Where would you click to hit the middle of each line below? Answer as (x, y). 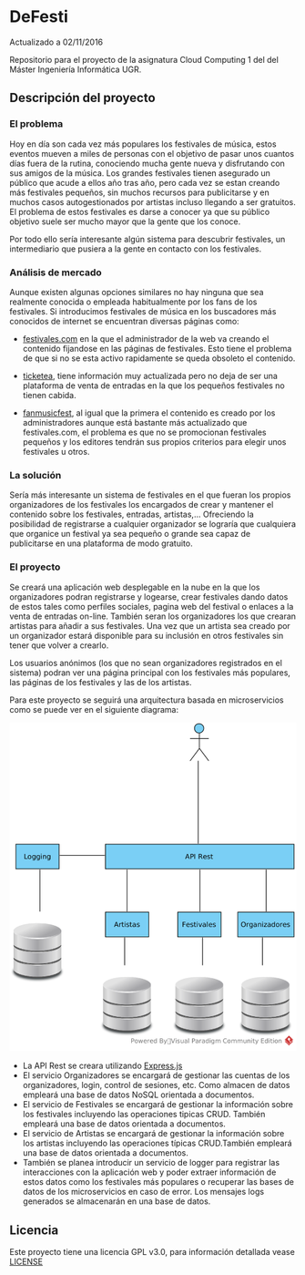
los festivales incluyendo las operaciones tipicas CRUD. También (144, 1115)
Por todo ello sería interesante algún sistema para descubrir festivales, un (147, 239)
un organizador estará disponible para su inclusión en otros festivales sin (147, 635)
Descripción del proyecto (83, 98)
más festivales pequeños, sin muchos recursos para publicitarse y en (140, 192)
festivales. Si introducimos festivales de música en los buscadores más (143, 311)
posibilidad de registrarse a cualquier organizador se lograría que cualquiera (152, 524)
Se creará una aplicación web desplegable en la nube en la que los (135, 587)
